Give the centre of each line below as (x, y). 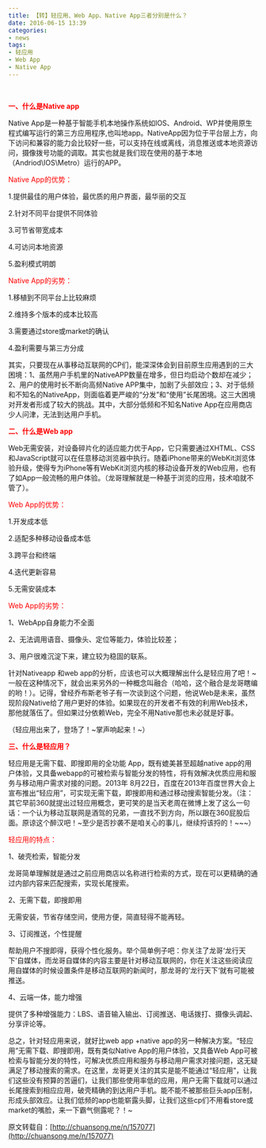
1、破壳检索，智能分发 (44, 856)
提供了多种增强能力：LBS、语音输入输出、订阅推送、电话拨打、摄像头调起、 (133, 1014)
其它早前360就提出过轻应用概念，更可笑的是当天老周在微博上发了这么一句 (129, 802)
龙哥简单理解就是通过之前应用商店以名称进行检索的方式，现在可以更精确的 (129, 873)
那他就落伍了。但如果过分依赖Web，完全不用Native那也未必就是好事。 (123, 712)
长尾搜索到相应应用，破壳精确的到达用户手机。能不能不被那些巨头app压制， (133, 1090)
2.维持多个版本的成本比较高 (53, 314)
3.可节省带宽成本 (36, 230)
